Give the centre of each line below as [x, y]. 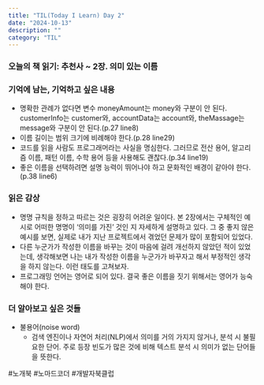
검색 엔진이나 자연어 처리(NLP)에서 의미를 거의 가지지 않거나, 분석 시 [136, 337]
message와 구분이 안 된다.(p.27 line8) [79, 128]
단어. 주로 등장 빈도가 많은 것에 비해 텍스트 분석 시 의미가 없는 [140, 347]
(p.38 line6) [38, 176]
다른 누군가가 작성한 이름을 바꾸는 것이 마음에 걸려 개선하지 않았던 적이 [128, 246]
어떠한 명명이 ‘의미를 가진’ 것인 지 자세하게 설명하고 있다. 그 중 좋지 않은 [144, 226]
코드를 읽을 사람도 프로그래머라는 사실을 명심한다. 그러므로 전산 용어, [125, 148]
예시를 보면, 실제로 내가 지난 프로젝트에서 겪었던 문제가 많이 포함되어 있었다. [136, 237]
